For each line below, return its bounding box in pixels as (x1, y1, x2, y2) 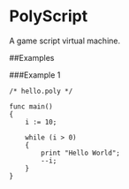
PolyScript (9, 6, 88, 26)
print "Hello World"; (41, 148, 121, 157)
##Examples (9, 52, 55, 63)
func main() (9, 102, 53, 111)
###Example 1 (9, 69, 61, 80)
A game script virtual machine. (9, 35, 121, 46)
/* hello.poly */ (9, 87, 73, 95)
